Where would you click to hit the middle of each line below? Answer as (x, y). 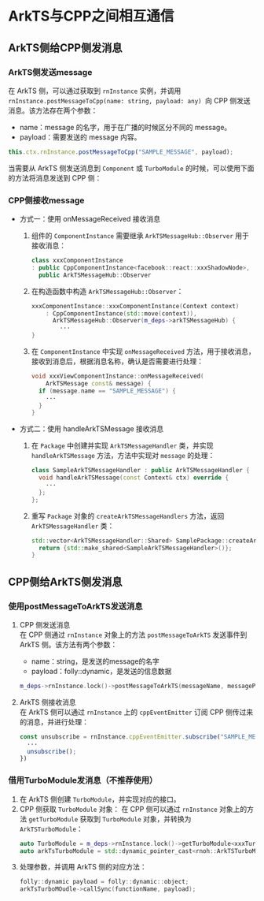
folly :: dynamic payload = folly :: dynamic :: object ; (104, 882)
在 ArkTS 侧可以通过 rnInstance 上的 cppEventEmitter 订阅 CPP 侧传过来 (136, 712)
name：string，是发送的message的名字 (95, 661)
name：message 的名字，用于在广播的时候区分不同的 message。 (125, 127)
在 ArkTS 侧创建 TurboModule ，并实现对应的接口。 (100, 799)
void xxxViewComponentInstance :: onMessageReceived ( (117, 376)
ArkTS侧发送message (50, 72)
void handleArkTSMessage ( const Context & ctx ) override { (134, 478)
